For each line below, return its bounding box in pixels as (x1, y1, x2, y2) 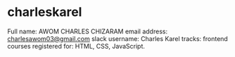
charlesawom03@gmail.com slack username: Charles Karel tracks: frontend (7, 34, 229, 42)
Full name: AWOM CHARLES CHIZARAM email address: (7, 27, 167, 35)
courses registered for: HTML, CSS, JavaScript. (7, 42, 146, 50)
